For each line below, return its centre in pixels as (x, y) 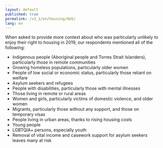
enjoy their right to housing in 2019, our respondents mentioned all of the (79, 43)
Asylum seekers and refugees (43, 83)
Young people (26, 125)
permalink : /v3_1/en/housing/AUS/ (41, 19)
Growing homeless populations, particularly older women (70, 68)
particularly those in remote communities (54, 62)
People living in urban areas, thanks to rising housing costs (72, 120)
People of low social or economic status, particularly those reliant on (82, 73)
